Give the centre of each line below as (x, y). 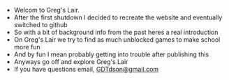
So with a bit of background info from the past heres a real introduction (116, 32)
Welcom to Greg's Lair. (47, 10)
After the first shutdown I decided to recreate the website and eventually (118, 17)
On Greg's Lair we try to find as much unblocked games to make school (117, 40)
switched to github (40, 25)
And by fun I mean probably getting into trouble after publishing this (111, 54)
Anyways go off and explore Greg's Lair (71, 62)
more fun (27, 47)
